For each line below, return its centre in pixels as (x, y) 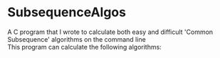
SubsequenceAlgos (67, 12)
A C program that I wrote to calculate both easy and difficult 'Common (110, 32)
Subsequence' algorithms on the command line (77, 39)
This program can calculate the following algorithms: (84, 47)
